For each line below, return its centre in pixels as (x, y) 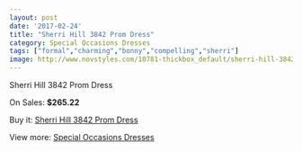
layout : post (34, 18)
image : (22, 59)
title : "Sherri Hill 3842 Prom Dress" (82, 34)
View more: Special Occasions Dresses (82, 137)
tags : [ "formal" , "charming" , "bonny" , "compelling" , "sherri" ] (124, 51)
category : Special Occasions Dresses (80, 43)
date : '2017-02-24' (46, 26)
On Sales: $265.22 (44, 102)
